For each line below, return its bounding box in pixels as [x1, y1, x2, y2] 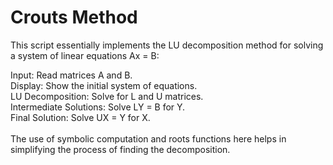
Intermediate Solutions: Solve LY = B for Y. [10, 101, 186, 113]
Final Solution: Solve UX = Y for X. [10, 111, 151, 123]
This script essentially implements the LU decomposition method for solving [10, 39, 324, 51]
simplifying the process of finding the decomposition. [10, 143, 231, 155]
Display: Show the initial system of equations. [10, 79, 198, 91]
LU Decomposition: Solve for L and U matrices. [10, 90, 204, 102]
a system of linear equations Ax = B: [10, 49, 160, 61]
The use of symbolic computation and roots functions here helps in [10, 132, 287, 145]
